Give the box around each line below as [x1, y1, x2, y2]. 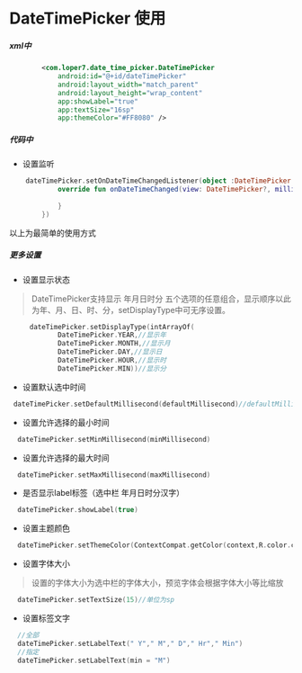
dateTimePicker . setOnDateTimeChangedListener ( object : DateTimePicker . [25, 176, 296, 185]
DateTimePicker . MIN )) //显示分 [57, 363, 167, 373]
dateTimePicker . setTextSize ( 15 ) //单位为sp [17, 596, 175, 605]
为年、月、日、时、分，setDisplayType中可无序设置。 [31, 304, 231, 315]
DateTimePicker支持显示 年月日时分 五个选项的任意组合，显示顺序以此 [31, 293, 292, 304]
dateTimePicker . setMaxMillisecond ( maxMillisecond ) [17, 470, 211, 480]
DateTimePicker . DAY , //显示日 [57, 347, 163, 356]
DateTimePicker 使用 [9, 8, 166, 29]
